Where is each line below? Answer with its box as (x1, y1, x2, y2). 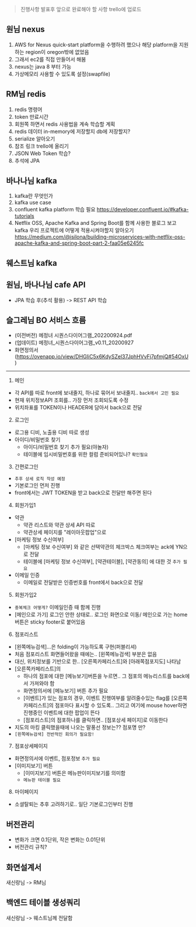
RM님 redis (6, 89, 46, 99)
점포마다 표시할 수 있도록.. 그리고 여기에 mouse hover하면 (54, 702, 188, 709)
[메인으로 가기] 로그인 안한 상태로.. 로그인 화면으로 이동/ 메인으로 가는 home (14, 611, 188, 618)
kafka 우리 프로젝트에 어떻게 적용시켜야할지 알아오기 (14, 227, 134, 234)
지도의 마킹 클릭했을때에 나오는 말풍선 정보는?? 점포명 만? (14, 724, 146, 731)
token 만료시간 (14, 113, 48, 120)
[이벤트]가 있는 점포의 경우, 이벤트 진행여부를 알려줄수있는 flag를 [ (23, 695, 174, 702)
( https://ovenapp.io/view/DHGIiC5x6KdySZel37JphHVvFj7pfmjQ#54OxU (14, 353, 188, 360)
